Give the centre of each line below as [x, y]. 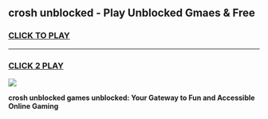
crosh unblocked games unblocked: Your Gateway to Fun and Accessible [132, 98]
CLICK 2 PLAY [36, 65]
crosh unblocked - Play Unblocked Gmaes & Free [132, 13]
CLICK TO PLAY [39, 36]
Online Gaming [33, 106]
